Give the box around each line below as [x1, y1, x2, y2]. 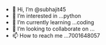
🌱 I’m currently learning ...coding [12, 19, 94, 26]
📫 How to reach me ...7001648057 [12, 32, 101, 39]
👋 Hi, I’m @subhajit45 [12, 6, 66, 13]
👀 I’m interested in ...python [12, 12, 81, 19]
